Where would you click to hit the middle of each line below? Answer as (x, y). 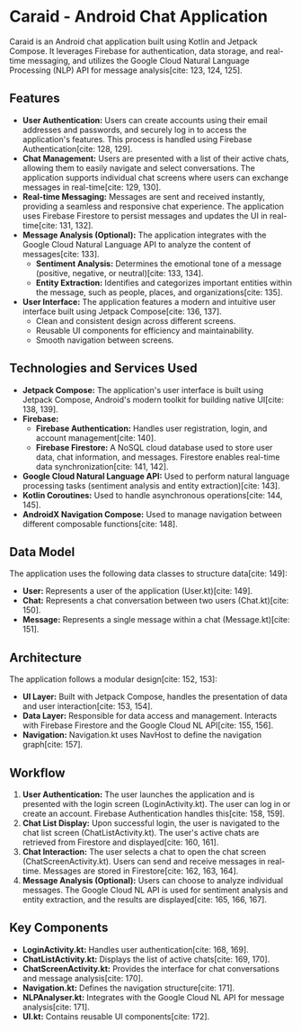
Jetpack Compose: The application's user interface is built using (143, 390)
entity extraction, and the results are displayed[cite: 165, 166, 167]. (145, 900)
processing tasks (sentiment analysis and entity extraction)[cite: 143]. (151, 485)
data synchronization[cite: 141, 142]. (102, 466)
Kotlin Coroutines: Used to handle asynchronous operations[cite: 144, (152, 495)
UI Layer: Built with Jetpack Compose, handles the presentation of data (155, 697)
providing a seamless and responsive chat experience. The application (153, 206)
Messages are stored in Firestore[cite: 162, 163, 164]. (141, 871)
